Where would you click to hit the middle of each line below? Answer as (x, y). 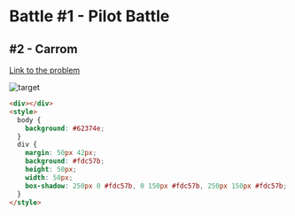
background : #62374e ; (65, 128)
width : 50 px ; (49, 177)
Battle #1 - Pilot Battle (89, 16)
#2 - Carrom (43, 49)
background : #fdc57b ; (65, 161)
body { (29, 120)
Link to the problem (45, 70)
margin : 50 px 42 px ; (61, 153)
